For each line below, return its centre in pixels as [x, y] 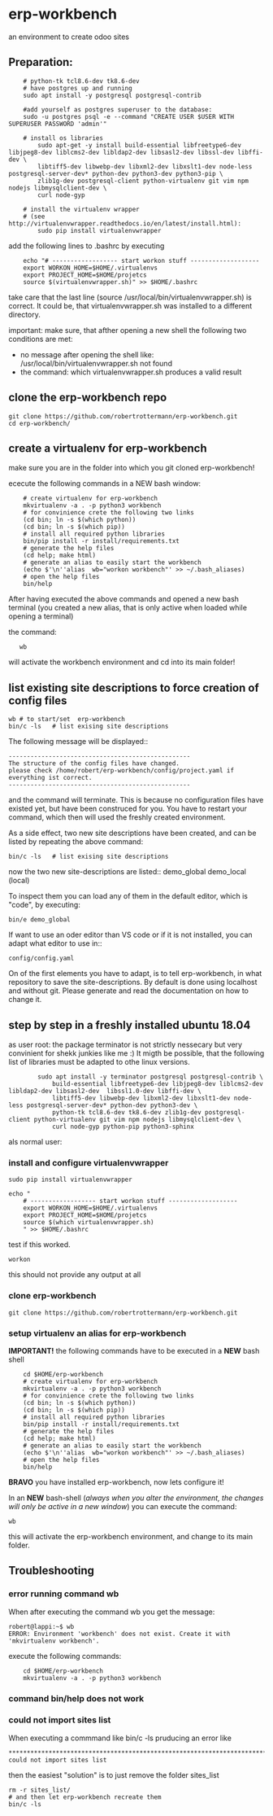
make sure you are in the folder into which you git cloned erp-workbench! [132, 468]
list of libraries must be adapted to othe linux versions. [100, 1062]
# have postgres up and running [78, 88]
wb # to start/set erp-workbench [67, 720]
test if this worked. [39, 1245]
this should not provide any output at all [75, 1275]
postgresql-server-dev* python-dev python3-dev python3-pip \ [116, 173]
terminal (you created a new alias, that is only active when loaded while [128, 608]
